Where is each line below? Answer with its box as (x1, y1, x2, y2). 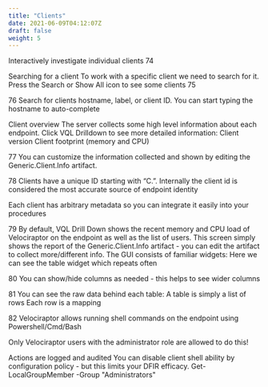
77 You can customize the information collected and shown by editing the (8, 152, 250, 162)
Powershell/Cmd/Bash (8, 322, 82, 332)
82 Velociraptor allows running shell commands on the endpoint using (8, 313, 239, 323)
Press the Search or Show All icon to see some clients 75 (8, 80, 196, 90)
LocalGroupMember (8, 370, 74, 380)
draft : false (8, 26, 52, 34)
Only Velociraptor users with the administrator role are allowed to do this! (8, 337, 250, 347)
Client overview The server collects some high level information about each (8, 119, 258, 129)
